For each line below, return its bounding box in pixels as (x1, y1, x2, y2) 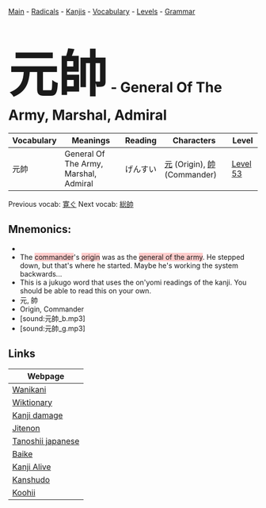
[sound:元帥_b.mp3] (19, 313, 85, 323)
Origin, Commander (19, 304, 85, 314)
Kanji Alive (12, 461, 51, 472)
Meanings (71, 135, 111, 146)
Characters (173, 135, 216, 146)
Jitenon (12, 422, 40, 434)
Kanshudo (12, 474, 50, 485)
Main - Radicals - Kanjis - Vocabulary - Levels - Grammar (8, 7, 196, 16)
